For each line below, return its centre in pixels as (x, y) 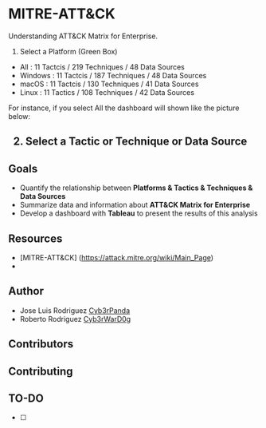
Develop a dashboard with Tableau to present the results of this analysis (139, 213)
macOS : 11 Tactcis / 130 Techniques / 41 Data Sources (109, 84)
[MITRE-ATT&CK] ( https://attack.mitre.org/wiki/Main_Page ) (116, 257)
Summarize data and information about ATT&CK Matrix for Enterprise (135, 205)
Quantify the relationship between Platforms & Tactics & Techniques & (136, 188)
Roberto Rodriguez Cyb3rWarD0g (75, 319)
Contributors (41, 344)
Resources (35, 238)
